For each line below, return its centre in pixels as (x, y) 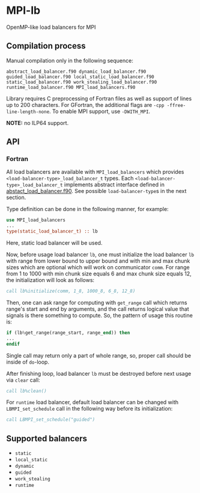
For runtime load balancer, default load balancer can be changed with (92, 402)
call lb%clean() (26, 391)
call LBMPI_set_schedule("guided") (51, 420)
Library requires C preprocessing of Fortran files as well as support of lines (99, 98)
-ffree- (176, 105)
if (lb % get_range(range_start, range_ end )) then (68, 332)
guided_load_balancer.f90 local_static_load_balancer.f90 (80, 77)
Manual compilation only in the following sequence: (70, 60)
